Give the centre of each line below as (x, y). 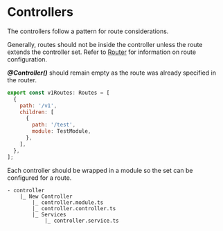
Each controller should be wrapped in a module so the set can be (100, 170)
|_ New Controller (46, 196)
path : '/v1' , (38, 105)
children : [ (37, 112)
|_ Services (50, 214)
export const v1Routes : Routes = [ (59, 93)
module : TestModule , (62, 131)
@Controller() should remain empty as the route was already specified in (112, 73)
